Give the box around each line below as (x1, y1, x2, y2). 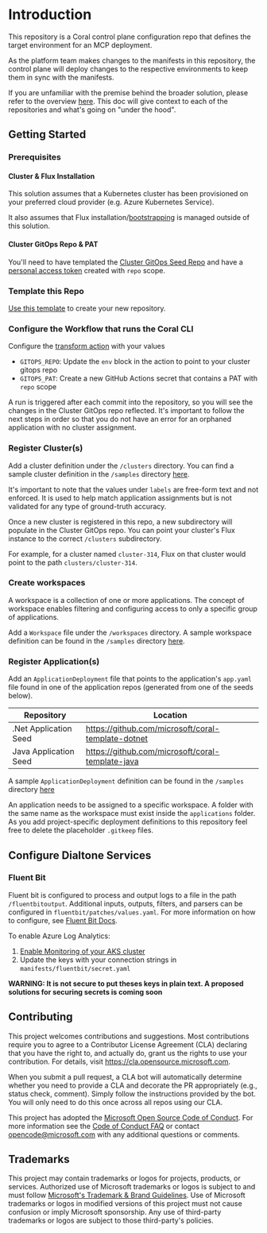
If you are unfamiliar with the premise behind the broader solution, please (8, 87, 249, 97)
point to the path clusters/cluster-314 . (8, 558, 137, 567)
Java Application (12, 746, 75, 757)
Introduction (8, 6, 92, 24)
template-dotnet (86, 733, 149, 744)
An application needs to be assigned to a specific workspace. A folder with (8, 800, 253, 810)
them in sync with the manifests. (8, 72, 114, 82)
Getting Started (8, 128, 87, 141)
